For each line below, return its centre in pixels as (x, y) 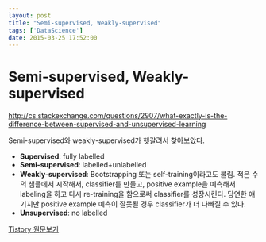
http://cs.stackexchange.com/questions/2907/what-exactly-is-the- (118, 116)
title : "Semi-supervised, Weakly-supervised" (85, 23)
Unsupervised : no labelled (64, 213)
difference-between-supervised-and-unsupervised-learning (107, 125)
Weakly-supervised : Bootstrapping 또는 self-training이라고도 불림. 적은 (135, 175)
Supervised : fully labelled (62, 156)
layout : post (30, 15)
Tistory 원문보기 (34, 229)
